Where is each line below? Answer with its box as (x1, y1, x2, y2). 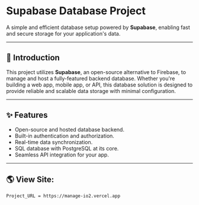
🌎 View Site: (6, 174, 54, 184)
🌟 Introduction (6, 53, 60, 63)
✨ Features (6, 110, 48, 120)
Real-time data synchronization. (14, 138, 93, 146)
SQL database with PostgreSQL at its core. (14, 145, 119, 152)
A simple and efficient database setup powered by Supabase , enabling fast (6, 24, 191, 31)
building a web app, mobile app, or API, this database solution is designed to (6, 81, 193, 88)
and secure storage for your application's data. (6, 30, 121, 37)
